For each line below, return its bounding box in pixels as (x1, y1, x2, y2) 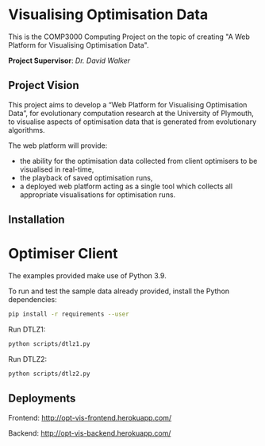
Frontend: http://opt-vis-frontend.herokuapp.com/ (8, 413, 172, 422)
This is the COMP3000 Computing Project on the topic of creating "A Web (8, 32, 250, 41)
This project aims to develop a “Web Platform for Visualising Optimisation (8, 99, 248, 109)
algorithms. (8, 125, 45, 134)
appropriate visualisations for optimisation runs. (19, 189, 176, 200)
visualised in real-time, (19, 165, 94, 174)
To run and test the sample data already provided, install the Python (8, 286, 230, 296)
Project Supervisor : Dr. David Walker (8, 56, 131, 65)
